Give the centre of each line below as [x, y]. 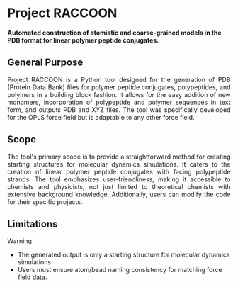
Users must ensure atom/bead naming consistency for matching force [120, 270]
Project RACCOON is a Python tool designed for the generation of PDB [119, 79]
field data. [32, 277]
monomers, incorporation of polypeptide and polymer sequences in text [119, 102]
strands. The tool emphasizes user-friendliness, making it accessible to [119, 179]
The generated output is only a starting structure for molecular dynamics [124, 255]
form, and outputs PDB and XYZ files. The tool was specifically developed [119, 109]
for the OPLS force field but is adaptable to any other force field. [101, 117]
